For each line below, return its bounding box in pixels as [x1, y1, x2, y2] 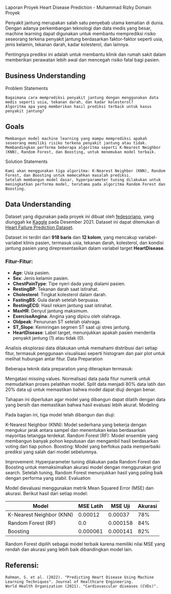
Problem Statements [5, 85, 48, 91]
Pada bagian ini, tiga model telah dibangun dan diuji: [5, 411, 115, 417]
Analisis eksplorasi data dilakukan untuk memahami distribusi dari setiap [5, 345, 158, 351]
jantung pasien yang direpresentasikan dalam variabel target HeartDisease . [5, 245, 165, 251]
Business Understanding [5, 72, 86, 80]
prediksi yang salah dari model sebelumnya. [5, 449, 98, 455]
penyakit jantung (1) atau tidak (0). [12, 335, 85, 341]
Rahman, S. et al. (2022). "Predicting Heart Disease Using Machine [5, 575, 154, 580]
